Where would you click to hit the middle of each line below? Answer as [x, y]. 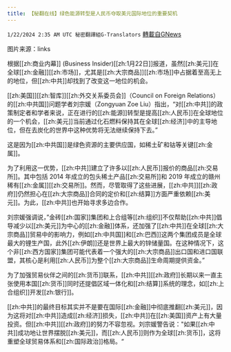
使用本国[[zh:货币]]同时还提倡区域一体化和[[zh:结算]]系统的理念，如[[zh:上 [119, 283]
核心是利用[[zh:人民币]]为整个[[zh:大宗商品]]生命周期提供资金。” [115, 260]
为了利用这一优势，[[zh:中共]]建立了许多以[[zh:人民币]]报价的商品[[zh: [107, 168]
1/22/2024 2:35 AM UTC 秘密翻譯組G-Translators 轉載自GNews [94, 34]
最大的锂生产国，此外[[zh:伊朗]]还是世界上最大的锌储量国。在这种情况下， [113, 243]
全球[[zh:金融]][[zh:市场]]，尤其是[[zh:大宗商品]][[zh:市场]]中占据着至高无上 [114, 72]
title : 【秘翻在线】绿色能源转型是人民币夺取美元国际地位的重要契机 [92, 13]
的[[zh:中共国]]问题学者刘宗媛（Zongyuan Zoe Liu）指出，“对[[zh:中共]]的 [112, 104]
